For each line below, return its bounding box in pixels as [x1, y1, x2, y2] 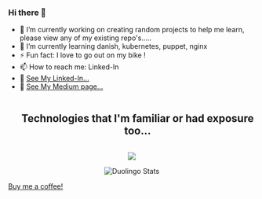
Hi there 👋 [8, 7, 47, 18]
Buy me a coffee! [8, 182, 64, 191]
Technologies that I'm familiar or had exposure [21, 112, 254, 125]
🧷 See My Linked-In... [19, 74, 89, 83]
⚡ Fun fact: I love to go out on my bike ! [19, 50, 147, 60]
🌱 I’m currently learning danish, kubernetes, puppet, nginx [19, 42, 208, 51]
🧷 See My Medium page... [19, 82, 104, 91]
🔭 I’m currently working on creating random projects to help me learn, [19, 25, 245, 35]
